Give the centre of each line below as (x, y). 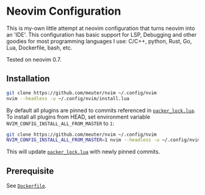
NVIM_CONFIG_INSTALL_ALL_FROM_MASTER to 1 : (60, 123)
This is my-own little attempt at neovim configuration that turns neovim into (101, 28)
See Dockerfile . (27, 186)
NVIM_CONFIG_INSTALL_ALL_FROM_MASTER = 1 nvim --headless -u (83, 140)
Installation (28, 79)
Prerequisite (30, 171)
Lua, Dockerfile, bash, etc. (39, 48)
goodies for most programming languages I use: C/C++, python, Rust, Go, (99, 41)
